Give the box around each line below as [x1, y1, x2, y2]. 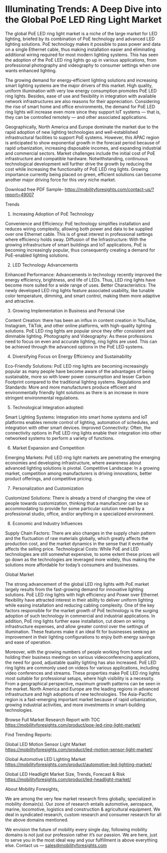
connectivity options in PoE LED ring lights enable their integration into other [5, 429, 162, 436]
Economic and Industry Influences [12, 520, 83, 526]
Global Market [5, 571, 34, 577]
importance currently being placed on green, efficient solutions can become [5, 171, 162, 177]
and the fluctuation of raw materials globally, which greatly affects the [5, 535, 149, 541]
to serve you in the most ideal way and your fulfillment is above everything [5, 837, 158, 843]
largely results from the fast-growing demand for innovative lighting [5, 586, 144, 592]
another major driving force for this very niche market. [5, 177, 116, 183]
